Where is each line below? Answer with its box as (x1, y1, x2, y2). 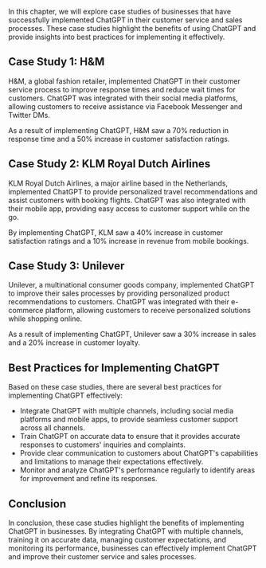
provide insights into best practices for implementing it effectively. (8, 32, 225, 41)
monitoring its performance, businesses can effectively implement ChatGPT (8, 543, 257, 553)
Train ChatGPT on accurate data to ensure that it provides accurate (19, 432, 241, 441)
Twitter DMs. (8, 110, 50, 119)
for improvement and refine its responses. (19, 474, 158, 484)
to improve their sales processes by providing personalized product (8, 288, 230, 298)
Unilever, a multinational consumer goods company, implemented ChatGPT (8, 280, 255, 290)
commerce (8, 306, 44, 315)
